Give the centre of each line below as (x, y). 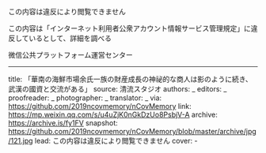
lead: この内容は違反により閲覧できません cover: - (116, 141)
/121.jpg (21, 141)
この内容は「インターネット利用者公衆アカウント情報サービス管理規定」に (129, 28)
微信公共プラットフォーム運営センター (70, 55)
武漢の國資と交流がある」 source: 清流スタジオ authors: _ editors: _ (118, 89)
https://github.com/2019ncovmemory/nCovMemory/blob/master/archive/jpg (133, 131)
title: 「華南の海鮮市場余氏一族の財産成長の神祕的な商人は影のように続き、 (131, 79)
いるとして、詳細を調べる (70, 38)
